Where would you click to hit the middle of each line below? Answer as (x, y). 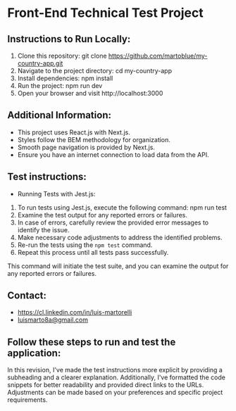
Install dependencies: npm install (65, 78)
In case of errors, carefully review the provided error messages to (113, 222)
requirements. (27, 400)
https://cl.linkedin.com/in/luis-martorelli (75, 312)
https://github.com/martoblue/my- (158, 56)
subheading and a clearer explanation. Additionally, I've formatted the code (116, 377)
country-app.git (40, 63)
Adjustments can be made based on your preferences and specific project (115, 393)
